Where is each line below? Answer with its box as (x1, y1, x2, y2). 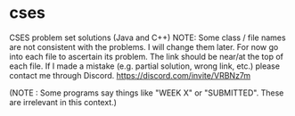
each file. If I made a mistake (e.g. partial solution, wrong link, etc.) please (9, 61, 281, 71)
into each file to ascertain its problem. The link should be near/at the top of (9, 51, 283, 62)
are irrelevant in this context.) (9, 96, 118, 107)
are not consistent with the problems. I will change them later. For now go (9, 41, 279, 52)
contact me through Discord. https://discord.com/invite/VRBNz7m (9, 70, 251, 80)
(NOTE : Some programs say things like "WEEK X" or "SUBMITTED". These (9, 87, 284, 98)
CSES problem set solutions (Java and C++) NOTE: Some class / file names (9, 32, 287, 43)
